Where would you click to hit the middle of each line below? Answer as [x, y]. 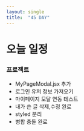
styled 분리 [28, 114]
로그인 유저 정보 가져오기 [44, 91]
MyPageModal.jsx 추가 [43, 84]
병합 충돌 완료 [31, 121]
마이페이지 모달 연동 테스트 [47, 99]
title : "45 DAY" [28, 18]
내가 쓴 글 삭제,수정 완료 [43, 106]
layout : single [25, 12]
